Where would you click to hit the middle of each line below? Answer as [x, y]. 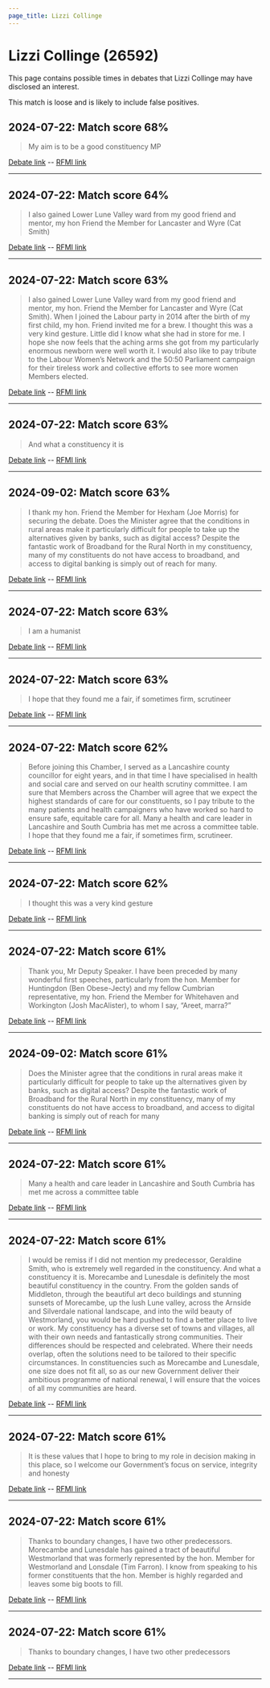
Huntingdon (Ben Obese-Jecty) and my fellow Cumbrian [121, 988]
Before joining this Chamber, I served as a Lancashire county [129, 767]
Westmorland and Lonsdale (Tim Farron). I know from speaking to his [143, 1566]
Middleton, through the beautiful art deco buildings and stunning [135, 1294]
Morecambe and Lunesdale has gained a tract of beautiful [124, 1550]
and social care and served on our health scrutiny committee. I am [137, 784]
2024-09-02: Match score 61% [88, 1054]
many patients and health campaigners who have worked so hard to [140, 810]
